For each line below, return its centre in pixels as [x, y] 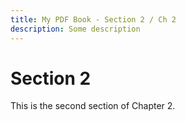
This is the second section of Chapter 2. [93, 106]
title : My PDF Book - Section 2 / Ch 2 [93, 19]
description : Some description [75, 29]
